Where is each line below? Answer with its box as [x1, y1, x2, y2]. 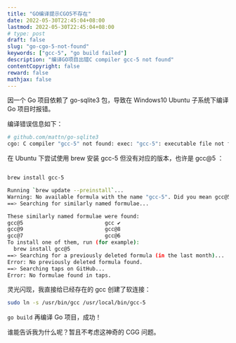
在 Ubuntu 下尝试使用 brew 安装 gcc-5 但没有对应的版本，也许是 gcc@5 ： [7, 154, 224, 163]
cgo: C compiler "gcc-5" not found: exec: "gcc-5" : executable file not [7, 140, 225, 148]
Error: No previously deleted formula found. [7, 258, 143, 266]
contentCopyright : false [7, 63, 80, 70]
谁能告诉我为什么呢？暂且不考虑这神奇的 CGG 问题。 [7, 328, 160, 337]
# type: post [7, 30, 46, 37]
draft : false [7, 37, 46, 44]
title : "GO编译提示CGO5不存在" [7, 10, 91, 18]
